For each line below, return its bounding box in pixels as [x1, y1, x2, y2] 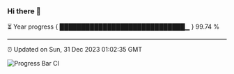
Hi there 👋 [7, 6, 42, 16]
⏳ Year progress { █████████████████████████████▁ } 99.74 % [7, 22, 220, 31]
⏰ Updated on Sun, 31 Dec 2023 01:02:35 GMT [7, 45, 143, 54]
